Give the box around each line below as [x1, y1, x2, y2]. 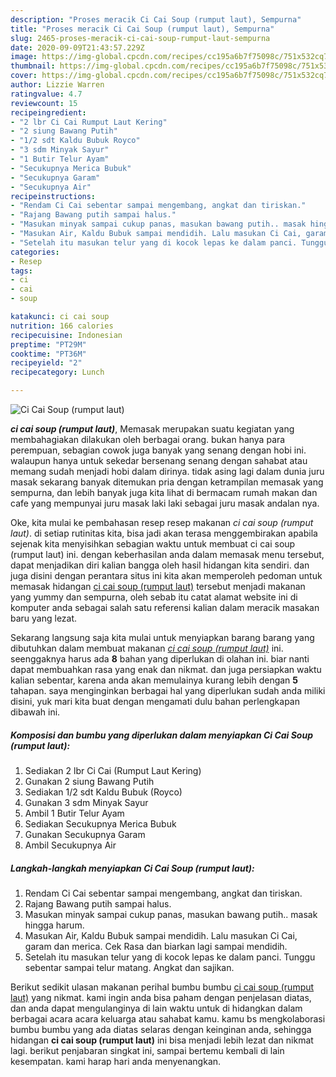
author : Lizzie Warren [10, 80, 105, 90]
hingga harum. [24, 919, 85, 931]
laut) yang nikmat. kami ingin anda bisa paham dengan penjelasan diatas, [10, 991, 312, 1003]
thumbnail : [10, 61, 56, 71]
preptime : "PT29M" [10, 339, 87, 350]
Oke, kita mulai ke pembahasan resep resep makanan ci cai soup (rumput [10, 517, 314, 528]
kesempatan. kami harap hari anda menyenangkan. [10, 1055, 222, 1067]
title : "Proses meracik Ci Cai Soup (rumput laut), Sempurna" [10, 24, 275, 34]
